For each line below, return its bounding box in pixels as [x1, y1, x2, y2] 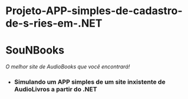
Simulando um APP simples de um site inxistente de [14, 78, 166, 86]
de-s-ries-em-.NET [5, 16, 103, 30]
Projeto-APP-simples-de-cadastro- [5, 4, 183, 18]
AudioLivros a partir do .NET [14, 85, 98, 94]
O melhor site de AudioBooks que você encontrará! [5, 63, 130, 70]
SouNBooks [5, 44, 65, 57]
